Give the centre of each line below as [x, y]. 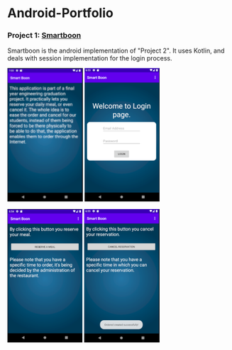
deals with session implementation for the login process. [90, 58]
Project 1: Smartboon [44, 36]
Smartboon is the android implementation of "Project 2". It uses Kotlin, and [116, 51]
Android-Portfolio [60, 13]
